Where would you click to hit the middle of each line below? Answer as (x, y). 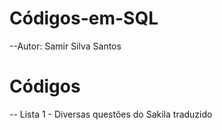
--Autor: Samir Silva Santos (65, 46)
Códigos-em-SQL (84, 18)
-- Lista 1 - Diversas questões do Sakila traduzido (111, 114)
